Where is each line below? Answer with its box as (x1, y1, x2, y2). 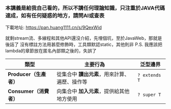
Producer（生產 (8, 71, 46, 78)
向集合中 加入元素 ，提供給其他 (56, 88, 130, 95)
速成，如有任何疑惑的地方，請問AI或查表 (5, 12, 105, 19)
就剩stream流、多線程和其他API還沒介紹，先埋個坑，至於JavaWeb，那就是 (5, 35, 162, 41)
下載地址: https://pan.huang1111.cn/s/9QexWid (5, 24, 102, 31)
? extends (137, 72, 161, 78)
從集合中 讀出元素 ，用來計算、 (56, 71, 130, 78)
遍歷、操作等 (56, 78, 88, 85)
